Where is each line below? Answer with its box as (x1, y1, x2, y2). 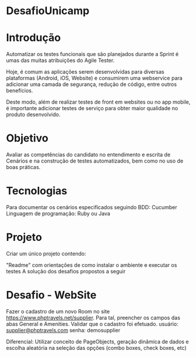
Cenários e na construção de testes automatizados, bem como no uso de (6, 157, 184, 164)
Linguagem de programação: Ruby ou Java (6, 210, 110, 217)
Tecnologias (6, 184, 67, 198)
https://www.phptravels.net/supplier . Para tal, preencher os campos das (6, 314, 181, 321)
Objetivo (6, 131, 49, 145)
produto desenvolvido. (6, 111, 60, 118)
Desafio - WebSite (6, 289, 97, 302)
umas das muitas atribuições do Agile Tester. (6, 57, 115, 64)
